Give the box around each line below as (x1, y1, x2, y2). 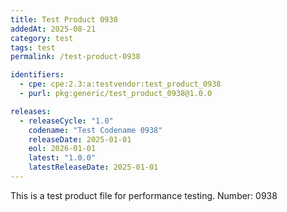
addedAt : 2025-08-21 (10, 24, 97, 34)
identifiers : (10, 70, 65, 80)
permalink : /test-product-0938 (10, 52, 141, 62)
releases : (10, 106, 52, 116)
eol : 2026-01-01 (28, 144, 97, 154)
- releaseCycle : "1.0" (19, 116, 114, 126)
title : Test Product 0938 (10, 14, 118, 25)
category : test (10, 33, 74, 43)
